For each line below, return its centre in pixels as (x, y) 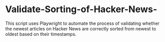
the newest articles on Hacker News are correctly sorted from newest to (81, 28)
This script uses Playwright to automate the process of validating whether (82, 23)
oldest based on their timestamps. (41, 34)
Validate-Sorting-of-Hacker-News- (81, 9)
